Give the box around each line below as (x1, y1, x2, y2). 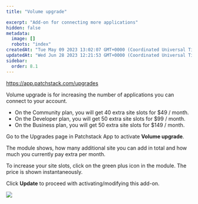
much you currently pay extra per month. (6, 150, 106, 157)
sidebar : (6, 57, 28, 64)
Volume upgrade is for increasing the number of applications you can (6, 91, 174, 98)
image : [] (11, 36, 35, 42)
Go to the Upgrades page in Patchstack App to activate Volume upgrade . (6, 132, 184, 140)
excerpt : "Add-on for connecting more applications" (6, 19, 138, 25)
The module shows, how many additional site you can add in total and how (6, 144, 187, 151)
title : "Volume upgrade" (6, 8, 67, 15)
